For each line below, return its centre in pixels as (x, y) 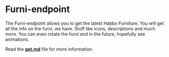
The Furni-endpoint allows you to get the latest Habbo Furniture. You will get (84, 23)
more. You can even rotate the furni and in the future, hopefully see (75, 34)
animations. (17, 39)
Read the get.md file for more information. (49, 49)
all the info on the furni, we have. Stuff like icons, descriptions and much (80, 28)
